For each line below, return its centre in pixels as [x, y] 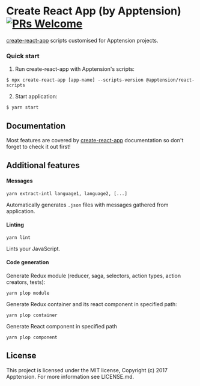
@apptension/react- [171, 80]
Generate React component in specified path [62, 327]
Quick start [23, 56]
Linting [15, 225]
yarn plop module [28, 293]
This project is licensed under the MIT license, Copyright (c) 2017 [87, 370]
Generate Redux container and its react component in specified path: [92, 304]
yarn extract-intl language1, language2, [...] [67, 193]
